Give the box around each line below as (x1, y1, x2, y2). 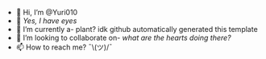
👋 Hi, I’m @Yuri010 (15, 8, 78, 17)
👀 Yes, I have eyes (15, 16, 77, 26)
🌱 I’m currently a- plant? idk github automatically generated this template (15, 25, 258, 33)
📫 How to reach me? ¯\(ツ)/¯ (15, 42, 113, 52)
